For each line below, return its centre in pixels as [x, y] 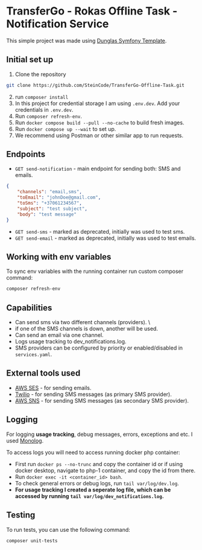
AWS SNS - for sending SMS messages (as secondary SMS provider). [102, 400]
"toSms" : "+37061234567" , [50, 203]
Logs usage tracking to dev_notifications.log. [71, 342]
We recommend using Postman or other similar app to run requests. [99, 135]
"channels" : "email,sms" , [50, 192]
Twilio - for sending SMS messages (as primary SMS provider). [93, 394]
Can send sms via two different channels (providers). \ [83, 322]
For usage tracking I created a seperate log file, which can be [93, 490]
